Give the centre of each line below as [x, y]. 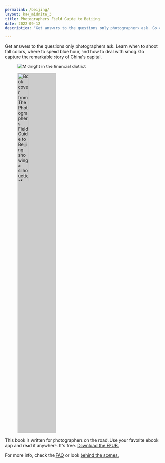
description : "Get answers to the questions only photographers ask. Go [81, 28]
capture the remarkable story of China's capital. [54, 57]
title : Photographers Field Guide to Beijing [52, 19]
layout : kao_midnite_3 [28, 14]
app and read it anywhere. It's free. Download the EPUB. [62, 446]
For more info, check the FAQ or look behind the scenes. [62, 455]
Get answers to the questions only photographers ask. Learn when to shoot [82, 46]
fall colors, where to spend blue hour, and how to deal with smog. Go [75, 52]
